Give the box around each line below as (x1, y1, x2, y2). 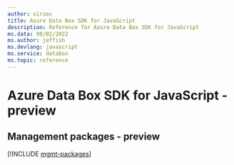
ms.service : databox (7, 50, 69, 58)
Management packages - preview (7, 131, 161, 143)
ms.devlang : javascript (7, 43, 78, 50)
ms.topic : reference (7, 57, 69, 64)
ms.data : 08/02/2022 (7, 30, 69, 38)
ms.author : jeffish (7, 37, 66, 44)
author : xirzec (7, 10, 53, 18)
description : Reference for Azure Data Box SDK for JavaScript (7, 23, 200, 31)
